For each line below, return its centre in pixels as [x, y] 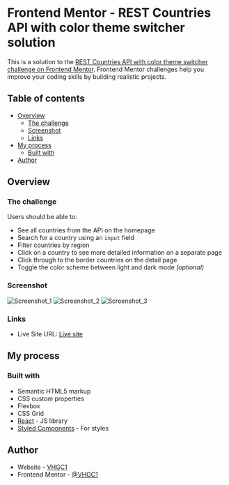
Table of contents [46, 99]
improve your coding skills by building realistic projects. [87, 76]
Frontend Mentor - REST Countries [109, 13]
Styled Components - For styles [63, 428]
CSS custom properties [51, 398]
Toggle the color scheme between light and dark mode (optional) [110, 267]
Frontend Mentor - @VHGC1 [58, 474]
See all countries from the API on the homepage [86, 230]
